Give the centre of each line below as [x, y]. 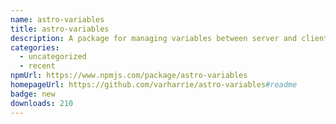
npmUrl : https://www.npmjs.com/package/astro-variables [129, 76]
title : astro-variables [60, 29]
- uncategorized [53, 57]
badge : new [33, 94]
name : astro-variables [57, 19]
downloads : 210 [42, 103]
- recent [37, 66]
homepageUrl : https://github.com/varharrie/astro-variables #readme [154, 85]
